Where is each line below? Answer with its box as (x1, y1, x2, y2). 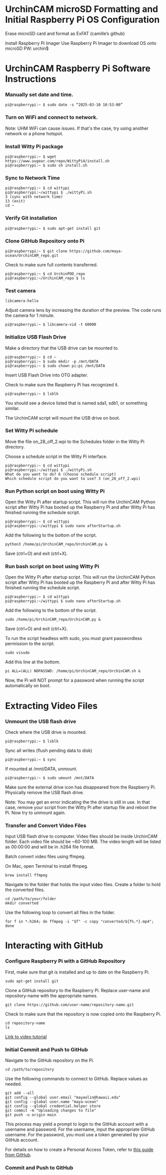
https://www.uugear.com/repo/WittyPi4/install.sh (5, 159, 110, 164)
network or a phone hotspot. (5, 130, 63, 136)
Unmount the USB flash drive (5, 718, 76, 724)
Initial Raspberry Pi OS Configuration (5, 14, 160, 25)
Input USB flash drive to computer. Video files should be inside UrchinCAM (5, 833, 158, 839)
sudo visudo (5, 650, 30, 655)
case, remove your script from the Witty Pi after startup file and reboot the (5, 804, 157, 810)
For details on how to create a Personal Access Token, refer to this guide (5, 1146, 154, 1152)
